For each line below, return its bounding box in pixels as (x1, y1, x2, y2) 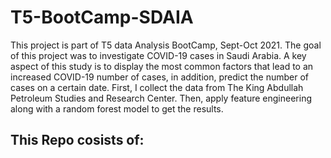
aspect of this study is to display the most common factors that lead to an (10, 60, 314, 72)
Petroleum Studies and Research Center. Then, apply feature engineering (10, 92, 312, 104)
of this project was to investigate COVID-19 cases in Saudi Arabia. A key (10, 49, 307, 61)
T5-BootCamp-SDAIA (10, 6, 194, 29)
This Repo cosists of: (10, 132, 145, 149)
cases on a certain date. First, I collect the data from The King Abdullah (10, 81, 304, 93)
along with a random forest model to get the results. (10, 102, 224, 115)
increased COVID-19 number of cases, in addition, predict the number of (10, 71, 309, 83)
